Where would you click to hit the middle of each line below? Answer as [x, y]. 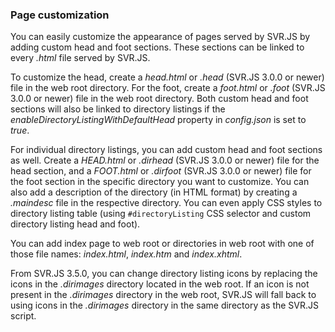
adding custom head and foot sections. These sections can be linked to [157, 47]
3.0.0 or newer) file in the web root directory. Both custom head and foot [159, 99]
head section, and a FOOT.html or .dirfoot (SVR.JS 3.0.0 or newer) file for [161, 171]
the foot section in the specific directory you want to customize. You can [160, 182]
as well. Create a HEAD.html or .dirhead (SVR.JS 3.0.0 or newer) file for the [165, 160]
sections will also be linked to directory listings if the [118, 109]
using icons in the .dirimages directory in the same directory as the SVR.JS [165, 305]
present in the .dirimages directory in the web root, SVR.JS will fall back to [163, 295]
